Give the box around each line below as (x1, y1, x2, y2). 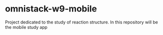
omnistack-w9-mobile (5, 3, 97, 14)
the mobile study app (5, 24, 48, 30)
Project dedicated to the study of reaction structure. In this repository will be (5, 19, 158, 25)
